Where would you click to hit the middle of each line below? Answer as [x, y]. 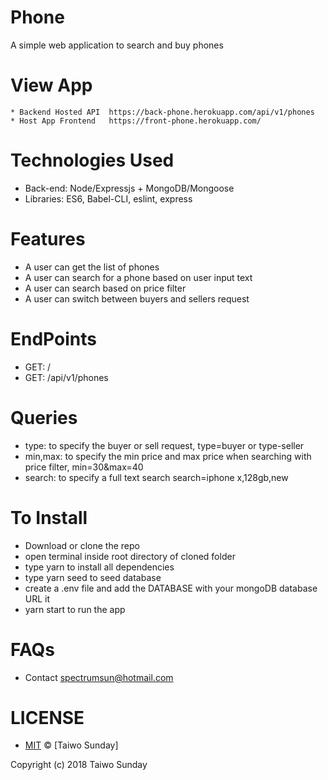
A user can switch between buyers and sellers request [137, 298]
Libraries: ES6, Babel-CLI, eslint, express [108, 198]
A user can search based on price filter [105, 288]
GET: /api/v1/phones [66, 377]
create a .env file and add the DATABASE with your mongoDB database [171, 588]
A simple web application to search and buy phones [117, 45]
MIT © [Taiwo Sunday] [71, 745]
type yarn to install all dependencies [99, 567]
